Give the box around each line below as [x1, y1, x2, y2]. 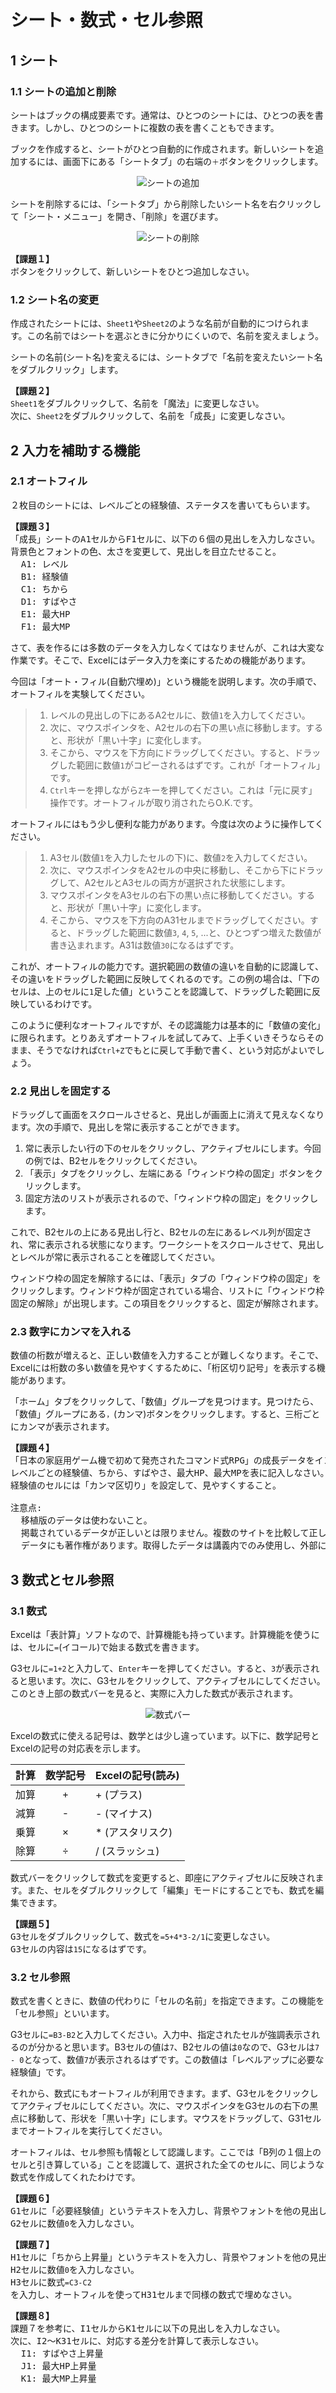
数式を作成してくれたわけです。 [10, 2171, 141, 2183]
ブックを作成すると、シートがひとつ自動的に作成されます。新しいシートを [10, 142, 316, 155]
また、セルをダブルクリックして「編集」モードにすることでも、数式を [26, 1884, 316, 1896]
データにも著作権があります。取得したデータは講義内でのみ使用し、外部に [20, 1540, 327, 1551]
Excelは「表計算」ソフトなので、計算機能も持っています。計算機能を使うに [10, 1629, 320, 1641]
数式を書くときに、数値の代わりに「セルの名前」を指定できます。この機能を [10, 1995, 325, 2007]
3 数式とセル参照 [10, 1571, 115, 1588]
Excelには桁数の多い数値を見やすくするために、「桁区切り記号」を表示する [10, 1362, 317, 1374]
